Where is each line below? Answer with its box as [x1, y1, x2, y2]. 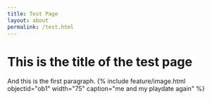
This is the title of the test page [7, 54, 192, 70]
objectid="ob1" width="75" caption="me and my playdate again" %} [7, 85, 206, 93]
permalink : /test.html [7, 23, 74, 30]
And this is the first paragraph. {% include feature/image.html [7, 77, 186, 85]
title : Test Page [7, 10, 58, 18]
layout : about [7, 17, 49, 24]
